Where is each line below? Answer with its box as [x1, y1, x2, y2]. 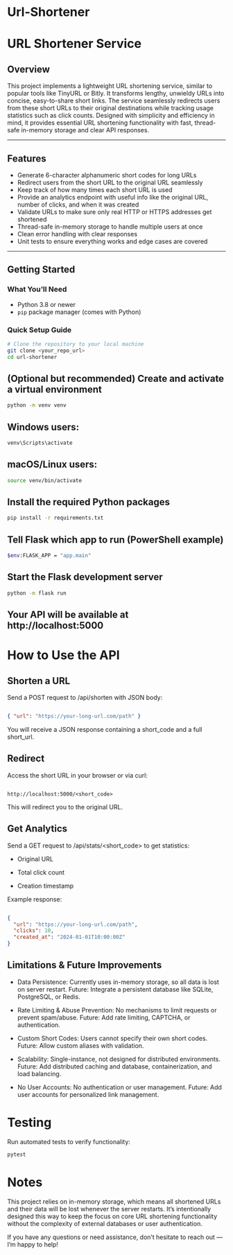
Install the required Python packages [7, 496, 170, 508]
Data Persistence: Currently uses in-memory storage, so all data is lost [17, 978, 220, 986]
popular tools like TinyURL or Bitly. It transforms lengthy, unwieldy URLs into [7, 89, 225, 98]
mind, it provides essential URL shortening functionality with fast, [7, 119, 193, 127]
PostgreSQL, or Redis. [17, 992, 81, 1001]
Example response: [7, 895, 62, 903]
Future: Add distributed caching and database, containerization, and [17, 1062, 213, 1071]
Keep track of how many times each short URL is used [17, 186, 173, 194]
